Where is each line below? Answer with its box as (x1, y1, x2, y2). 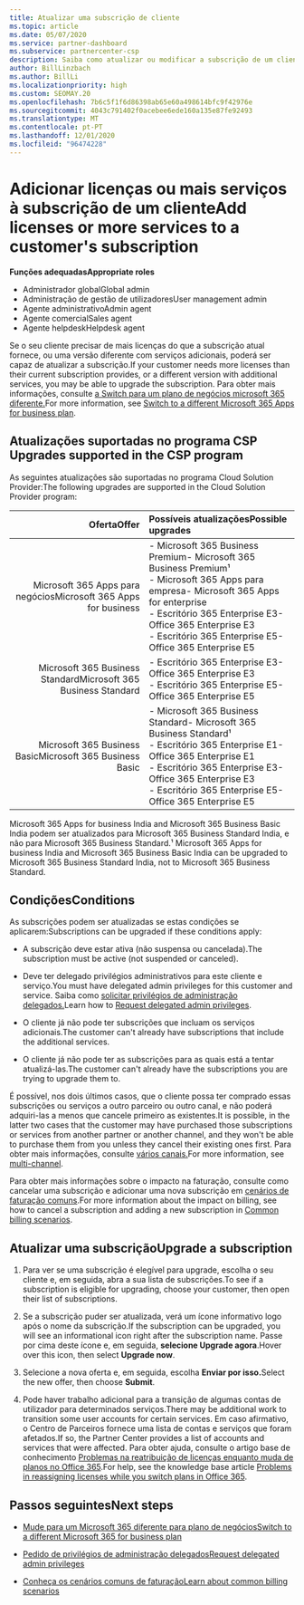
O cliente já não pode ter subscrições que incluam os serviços (22, 1017, 255, 1028)
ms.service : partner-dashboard (9, 38, 128, 48)
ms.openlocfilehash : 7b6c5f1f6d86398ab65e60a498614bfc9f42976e (9, 97, 253, 107)
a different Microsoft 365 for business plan (22, 1531, 183, 1542)
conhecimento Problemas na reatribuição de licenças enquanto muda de (22, 1452, 294, 1463)
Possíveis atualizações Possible (148, 513, 288, 525)
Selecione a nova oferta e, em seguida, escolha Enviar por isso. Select (22, 1367, 285, 1378)
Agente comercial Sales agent (22, 312, 133, 323)
